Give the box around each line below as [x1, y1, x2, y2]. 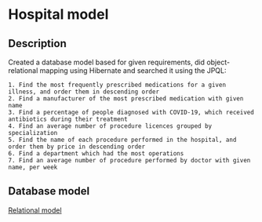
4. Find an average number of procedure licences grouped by [8, 122, 213, 130]
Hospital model [8, 5, 109, 24]
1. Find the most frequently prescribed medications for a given [8, 81, 226, 89]
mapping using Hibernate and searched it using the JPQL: [39, 66, 227, 75]
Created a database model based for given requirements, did [8, 57, 206, 67]
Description [8, 37, 67, 50]
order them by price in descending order [8, 143, 146, 151]
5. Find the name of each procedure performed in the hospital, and [8, 136, 237, 144]
